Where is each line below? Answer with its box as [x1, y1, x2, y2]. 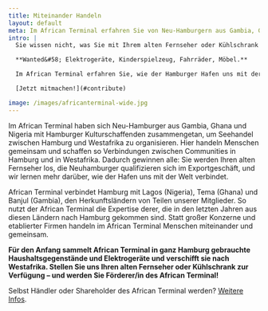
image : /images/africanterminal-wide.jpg [8, 99, 148, 107]
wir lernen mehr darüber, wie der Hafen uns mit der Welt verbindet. [8, 171, 229, 181]
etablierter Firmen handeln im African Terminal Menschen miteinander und [8, 221, 254, 230]
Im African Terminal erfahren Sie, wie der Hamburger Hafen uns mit [15, 70, 248, 78]
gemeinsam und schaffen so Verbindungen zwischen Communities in [8, 146, 237, 155]
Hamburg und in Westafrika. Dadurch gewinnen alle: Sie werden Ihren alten [8, 155, 255, 164]
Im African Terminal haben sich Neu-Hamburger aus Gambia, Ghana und [8, 120, 247, 130]
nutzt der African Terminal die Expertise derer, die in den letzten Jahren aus [8, 204, 258, 214]
